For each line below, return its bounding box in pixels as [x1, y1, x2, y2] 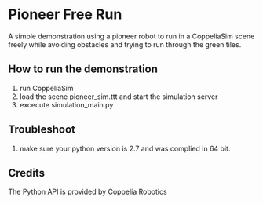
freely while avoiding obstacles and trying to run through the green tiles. [8, 39, 242, 49]
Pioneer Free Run [8, 5, 122, 24]
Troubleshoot [8, 123, 76, 137]
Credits [8, 166, 46, 180]
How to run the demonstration [8, 63, 159, 76]
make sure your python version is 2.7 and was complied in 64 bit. [19, 144, 231, 153]
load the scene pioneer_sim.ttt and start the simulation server [19, 92, 218, 101]
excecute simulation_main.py [19, 100, 114, 109]
